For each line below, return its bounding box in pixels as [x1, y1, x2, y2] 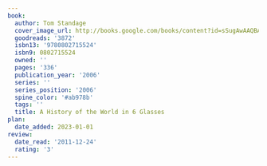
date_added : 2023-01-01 [14, 123, 93, 131]
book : [7, 11, 26, 20]
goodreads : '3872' [14, 34, 77, 42]
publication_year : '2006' [14, 71, 101, 79]
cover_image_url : [14, 26, 73, 34]
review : [7, 130, 33, 138]
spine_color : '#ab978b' [14, 93, 93, 101]
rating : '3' [14, 145, 55, 153]
